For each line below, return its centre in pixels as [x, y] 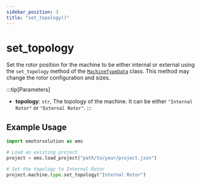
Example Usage [37, 127]
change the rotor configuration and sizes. [58, 78]
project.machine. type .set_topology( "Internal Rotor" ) [76, 175]
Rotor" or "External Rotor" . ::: [53, 108]
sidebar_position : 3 [33, 12]
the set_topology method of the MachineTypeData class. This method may [98, 72]
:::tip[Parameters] [28, 90]
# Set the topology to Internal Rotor [56, 169]
